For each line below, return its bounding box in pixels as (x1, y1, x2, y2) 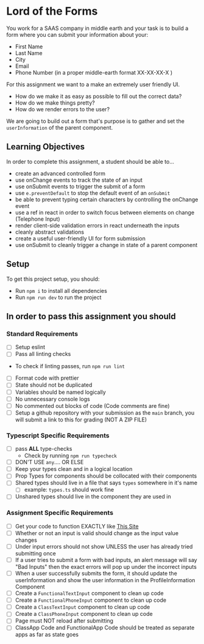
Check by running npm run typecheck (24, 452, 117, 459)
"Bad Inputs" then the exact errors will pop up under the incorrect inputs (15, 563, 197, 571)
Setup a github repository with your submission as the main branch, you (15, 409, 195, 416)
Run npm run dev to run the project (15, 294, 102, 301)
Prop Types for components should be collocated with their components (15, 472, 197, 479)
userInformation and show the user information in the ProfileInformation (15, 577, 195, 584)
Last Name (15, 49, 43, 56)
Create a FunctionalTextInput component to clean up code (15, 590, 164, 597)
